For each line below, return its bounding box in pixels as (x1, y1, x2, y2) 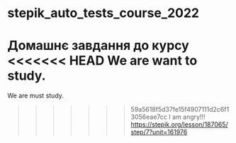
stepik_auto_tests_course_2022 (7, 5, 200, 21)
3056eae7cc (130, 112, 168, 122)
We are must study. (7, 91, 64, 100)
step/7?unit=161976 (130, 128, 188, 137)
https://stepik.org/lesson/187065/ (130, 120, 228, 129)
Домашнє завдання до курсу (7, 38, 189, 54)
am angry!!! (172, 112, 206, 122)
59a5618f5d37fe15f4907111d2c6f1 (130, 105, 230, 114)
